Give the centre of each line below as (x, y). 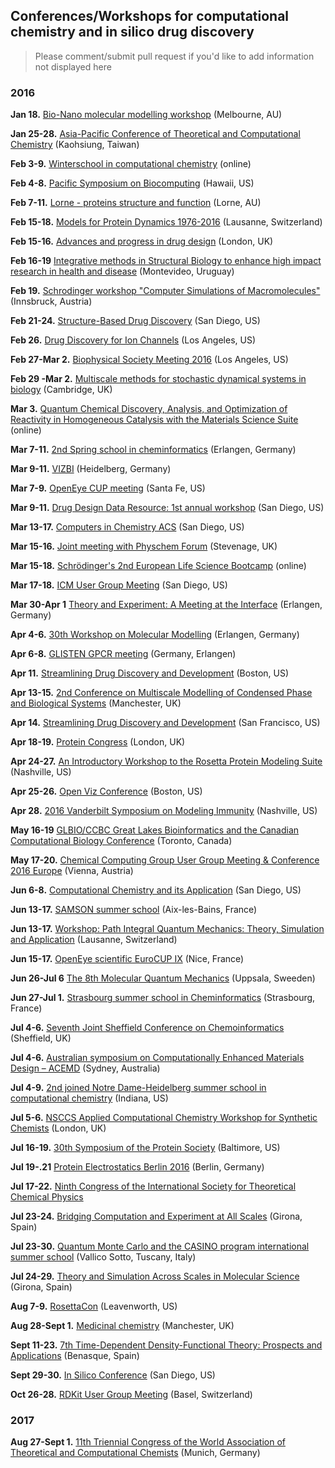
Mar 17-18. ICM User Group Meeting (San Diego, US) (119, 585)
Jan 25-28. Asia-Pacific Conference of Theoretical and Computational (155, 134)
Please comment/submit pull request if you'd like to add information (174, 56)
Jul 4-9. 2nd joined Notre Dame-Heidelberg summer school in (138, 1088)
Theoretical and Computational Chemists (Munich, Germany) (135, 1453)
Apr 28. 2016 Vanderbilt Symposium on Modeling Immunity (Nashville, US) (164, 811)
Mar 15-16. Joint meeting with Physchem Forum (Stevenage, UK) (144, 546)
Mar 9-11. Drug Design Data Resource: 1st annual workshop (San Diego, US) (167, 508)
